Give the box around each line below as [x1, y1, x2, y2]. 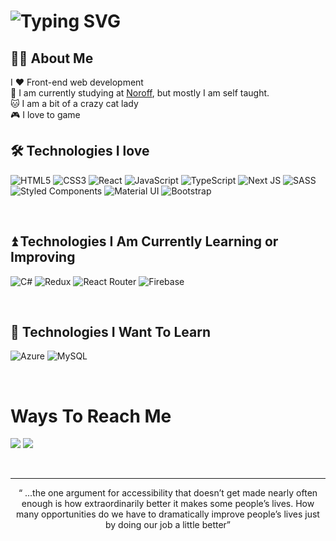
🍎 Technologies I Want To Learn [10, 324, 211, 341]
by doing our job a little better [104, 519, 227, 531]
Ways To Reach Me [10, 405, 172, 427]
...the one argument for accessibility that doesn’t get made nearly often [24, 487, 318, 499]
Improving [10, 249, 76, 266]
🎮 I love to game [10, 109, 81, 120]
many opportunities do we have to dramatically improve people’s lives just [16, 508, 320, 520]
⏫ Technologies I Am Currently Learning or [10, 233, 279, 250]
